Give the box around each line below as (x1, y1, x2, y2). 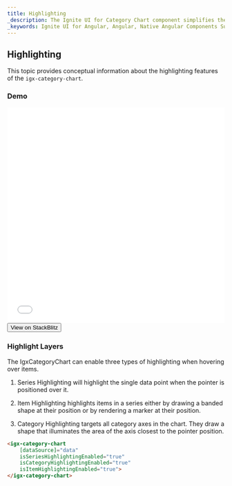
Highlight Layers (7, 342, 64, 351)
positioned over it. (17, 385, 69, 393)
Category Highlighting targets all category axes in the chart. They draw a (17, 419, 224, 428)
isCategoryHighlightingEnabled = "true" (19, 460, 131, 467)
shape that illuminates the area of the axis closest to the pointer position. (17, 427, 224, 435)
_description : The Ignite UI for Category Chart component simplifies (7, 17, 215, 23)
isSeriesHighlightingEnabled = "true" (19, 453, 126, 460)
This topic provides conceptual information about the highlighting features (7, 67, 219, 75)
